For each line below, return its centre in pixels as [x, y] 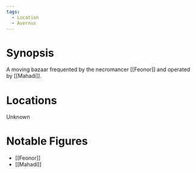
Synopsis [30, 53]
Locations [32, 100]
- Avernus [24, 23]
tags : [13, 12]
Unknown [18, 117]
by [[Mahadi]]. [24, 76]
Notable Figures [47, 141]
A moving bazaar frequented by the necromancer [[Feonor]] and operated [98, 69]
